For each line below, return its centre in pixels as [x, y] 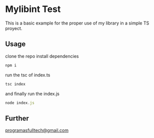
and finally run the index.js [32, 93]
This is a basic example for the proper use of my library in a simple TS [77, 23]
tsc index [15, 84]
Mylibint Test [33, 9]
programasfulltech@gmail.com [37, 130]
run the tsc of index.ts [28, 75]
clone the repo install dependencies [42, 56]
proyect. [14, 28]
